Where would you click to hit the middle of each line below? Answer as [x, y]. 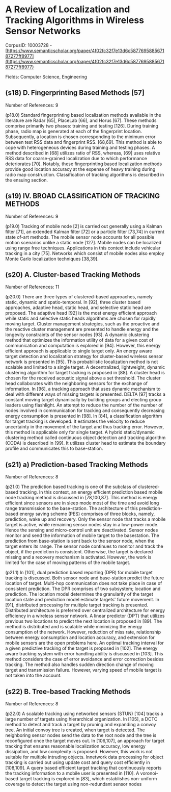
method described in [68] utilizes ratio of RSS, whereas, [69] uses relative [83, 153]
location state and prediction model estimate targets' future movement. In [82, 600]
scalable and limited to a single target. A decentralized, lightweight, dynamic [85, 367]
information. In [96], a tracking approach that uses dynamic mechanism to [83, 389]
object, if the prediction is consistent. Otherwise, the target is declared [79, 552]
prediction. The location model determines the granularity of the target [79, 594]
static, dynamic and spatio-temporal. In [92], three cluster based [73, 302]
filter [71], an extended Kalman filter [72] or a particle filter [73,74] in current [85, 232]
